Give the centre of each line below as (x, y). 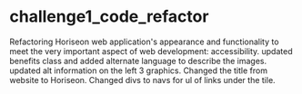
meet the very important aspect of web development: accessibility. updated (151, 51)
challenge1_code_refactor (109, 17)
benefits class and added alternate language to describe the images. (138, 61)
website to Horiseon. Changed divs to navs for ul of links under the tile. (142, 80)
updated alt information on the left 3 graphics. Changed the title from (139, 70)
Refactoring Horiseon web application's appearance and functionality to (144, 42)
